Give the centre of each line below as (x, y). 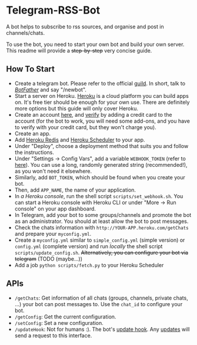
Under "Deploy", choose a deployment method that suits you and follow (101, 146)
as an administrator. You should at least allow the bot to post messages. (101, 221)
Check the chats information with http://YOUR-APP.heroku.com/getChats (102, 227)
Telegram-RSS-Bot (53, 10)
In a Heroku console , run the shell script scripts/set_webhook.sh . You (99, 196)
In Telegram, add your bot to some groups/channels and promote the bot (103, 215)
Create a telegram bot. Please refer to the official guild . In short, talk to (100, 83)
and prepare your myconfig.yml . (53, 234)
